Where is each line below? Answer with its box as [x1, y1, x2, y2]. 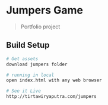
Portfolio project [20, 23, 61, 30]
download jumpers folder [6, 61, 68, 67]
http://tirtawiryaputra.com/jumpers [6, 94, 97, 100]
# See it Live [6, 88, 42, 94]
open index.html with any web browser [6, 77, 102, 83]
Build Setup [6, 40, 50, 50]
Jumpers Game [6, 4, 83, 17]
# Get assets [6, 55, 39, 62]
